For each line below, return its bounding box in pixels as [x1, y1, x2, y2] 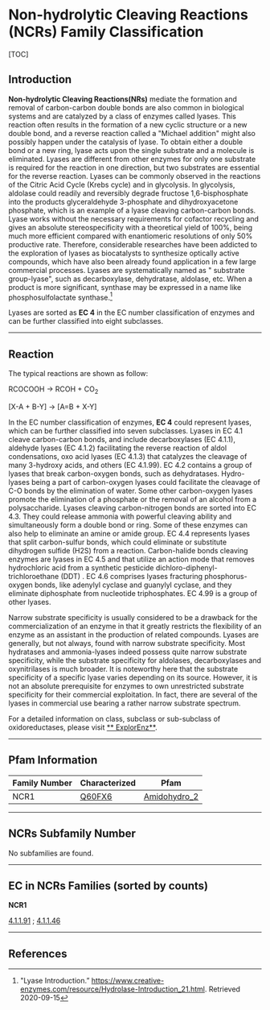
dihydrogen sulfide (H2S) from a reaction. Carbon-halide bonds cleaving [8, 546, 248, 556]
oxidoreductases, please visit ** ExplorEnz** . [8, 722, 158, 732]
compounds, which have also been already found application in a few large [8, 256, 257, 267]
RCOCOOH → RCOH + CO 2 [8, 384, 99, 396]
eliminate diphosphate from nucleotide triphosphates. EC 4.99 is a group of [8, 589, 258, 598]
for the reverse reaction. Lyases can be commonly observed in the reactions [8, 171, 261, 180]
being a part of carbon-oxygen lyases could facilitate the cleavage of [31, 478, 261, 487]
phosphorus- [204, 572, 247, 582]
